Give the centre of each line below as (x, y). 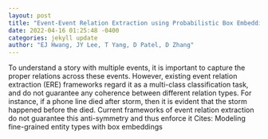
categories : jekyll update (53, 38)
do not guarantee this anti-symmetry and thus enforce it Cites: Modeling (127, 118)
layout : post (30, 15)
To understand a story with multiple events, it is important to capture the (127, 68)
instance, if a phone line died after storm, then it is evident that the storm (128, 102)
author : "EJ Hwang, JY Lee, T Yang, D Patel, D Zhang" (101, 45)
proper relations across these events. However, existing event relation (123, 76)
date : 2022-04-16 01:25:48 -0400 (64, 30)
